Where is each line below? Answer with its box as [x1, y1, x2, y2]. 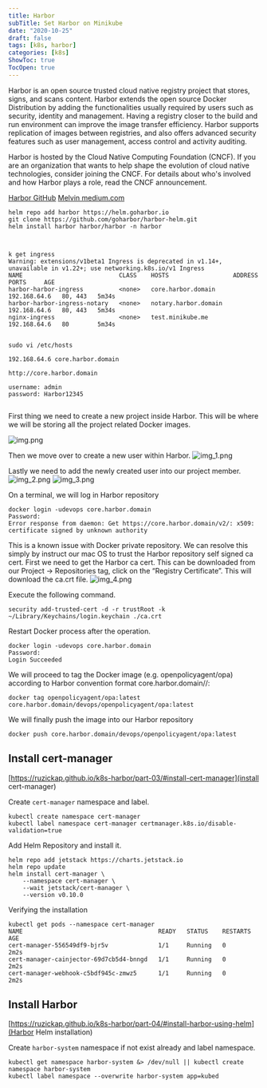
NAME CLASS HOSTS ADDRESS [8, 271, 259, 280]
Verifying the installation [8, 904, 88, 915]
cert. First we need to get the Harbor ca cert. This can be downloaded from [8, 557, 256, 567]
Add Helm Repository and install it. [8, 840, 122, 850]
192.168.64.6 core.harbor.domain [8, 355, 120, 363]
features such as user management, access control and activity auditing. [8, 137, 247, 146]
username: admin [8, 383, 62, 391]
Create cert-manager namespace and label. [8, 796, 150, 807]
